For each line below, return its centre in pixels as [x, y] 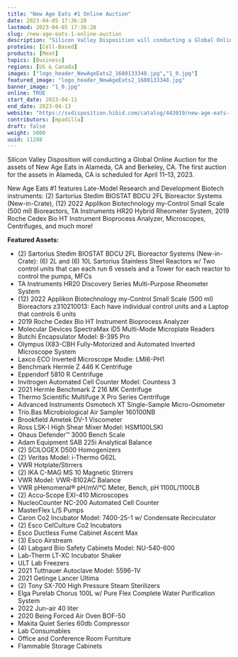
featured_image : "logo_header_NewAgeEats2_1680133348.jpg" [96, 80]
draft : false [27, 126]
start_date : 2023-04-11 [42, 100]
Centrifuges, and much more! [50, 226]
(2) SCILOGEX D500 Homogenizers [69, 450]
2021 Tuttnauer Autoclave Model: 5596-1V [79, 571]
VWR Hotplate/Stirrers [50, 465]
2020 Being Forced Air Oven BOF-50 [72, 616]
